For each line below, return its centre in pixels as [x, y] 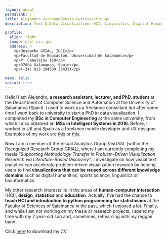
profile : [14, 33]
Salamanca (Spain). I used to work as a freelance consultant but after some [82, 108]
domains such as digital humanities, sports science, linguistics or [72, 175]
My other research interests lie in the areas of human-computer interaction [83, 190]
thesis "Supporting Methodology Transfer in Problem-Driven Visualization [80, 154]
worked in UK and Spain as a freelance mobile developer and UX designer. [81, 128]
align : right [23, 37]
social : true [19, 83]
